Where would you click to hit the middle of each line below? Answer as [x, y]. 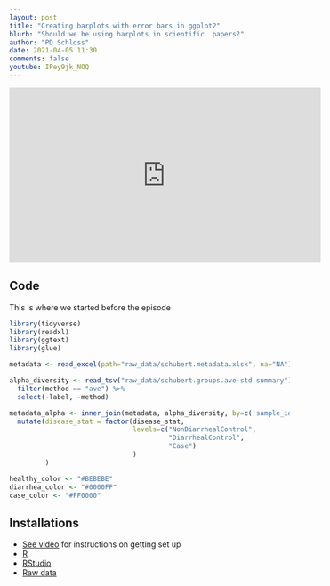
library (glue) [36, 349]
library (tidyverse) [45, 324]
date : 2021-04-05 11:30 [53, 51]
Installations [44, 522]
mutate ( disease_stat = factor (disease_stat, [101, 421]
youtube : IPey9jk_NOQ [49, 68]
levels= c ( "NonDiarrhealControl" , [194, 429]
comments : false [39, 59]
